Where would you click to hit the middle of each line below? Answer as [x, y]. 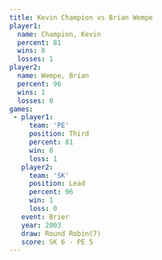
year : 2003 [41, 225]
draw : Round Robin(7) [61, 233]
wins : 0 [32, 51]
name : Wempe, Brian [53, 76]
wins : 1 [32, 92]
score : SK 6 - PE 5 [57, 242]
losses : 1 [35, 59]
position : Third [59, 134]
